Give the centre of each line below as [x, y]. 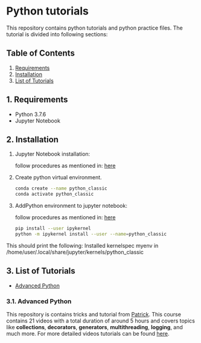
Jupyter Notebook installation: [53, 154]
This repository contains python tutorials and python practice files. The [94, 28]
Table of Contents [41, 53]
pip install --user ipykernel [53, 229]
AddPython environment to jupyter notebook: [71, 206]
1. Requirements [37, 100]
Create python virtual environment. [58, 178]
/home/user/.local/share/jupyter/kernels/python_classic [75, 252]
